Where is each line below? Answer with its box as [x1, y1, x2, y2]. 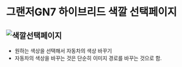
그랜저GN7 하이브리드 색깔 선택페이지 [6, 5, 177, 19]
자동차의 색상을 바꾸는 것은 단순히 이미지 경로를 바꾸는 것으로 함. [14, 55, 162, 62]
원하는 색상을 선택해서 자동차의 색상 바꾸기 [14, 48, 113, 54]
